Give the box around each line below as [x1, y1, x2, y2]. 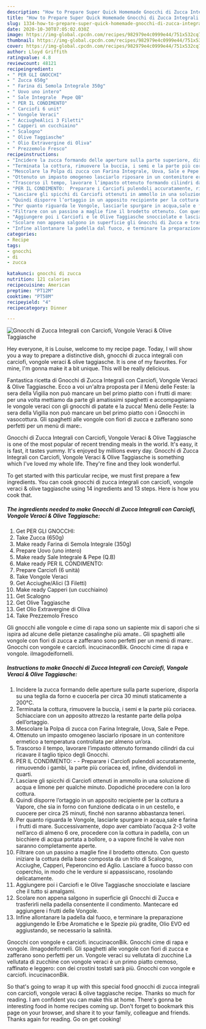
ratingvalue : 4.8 [7, 55, 51, 61]
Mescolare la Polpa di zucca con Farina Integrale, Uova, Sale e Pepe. [15, 725, 189, 733]
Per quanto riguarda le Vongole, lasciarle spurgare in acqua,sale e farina [15, 816, 198, 824]
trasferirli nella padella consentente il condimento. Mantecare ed [15, 901, 178, 908]
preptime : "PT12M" [7, 287, 54, 294]
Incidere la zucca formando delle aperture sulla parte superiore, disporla [15, 686, 199, 693]
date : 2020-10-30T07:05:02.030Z [7, 26, 89, 32]
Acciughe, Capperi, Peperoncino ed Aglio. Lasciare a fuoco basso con [15, 862, 193, 869]
